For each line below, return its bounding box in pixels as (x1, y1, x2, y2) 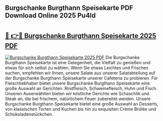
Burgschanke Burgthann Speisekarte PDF (5, 4, 134, 12)
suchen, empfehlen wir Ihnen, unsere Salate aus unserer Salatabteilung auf (5, 70, 156, 76)
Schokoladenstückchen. (5, 111, 54, 117)
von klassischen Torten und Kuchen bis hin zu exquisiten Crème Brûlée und (5, 106, 157, 112)
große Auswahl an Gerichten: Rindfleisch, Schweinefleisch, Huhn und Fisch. (5, 86, 158, 91)
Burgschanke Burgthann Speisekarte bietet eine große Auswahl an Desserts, (5, 101, 159, 106)
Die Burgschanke (105, 54, 140, 60)
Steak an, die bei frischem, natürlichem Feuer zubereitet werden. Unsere (5, 96, 151, 102)
